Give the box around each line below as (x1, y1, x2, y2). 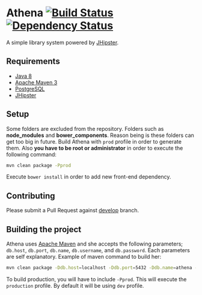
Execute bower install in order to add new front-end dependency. (6, 173, 171, 180)
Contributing (6, 191, 55, 201)
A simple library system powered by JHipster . (6, 39, 119, 46)
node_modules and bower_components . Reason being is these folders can (6, 132, 194, 139)
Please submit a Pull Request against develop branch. (6, 207, 139, 214)
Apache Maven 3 (14, 78, 58, 86)
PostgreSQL (14, 85, 45, 92)
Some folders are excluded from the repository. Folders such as (6, 125, 164, 132)
